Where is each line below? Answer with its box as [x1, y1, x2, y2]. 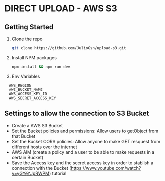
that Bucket [11, 133, 36, 139]
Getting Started [4, 23, 54, 31]
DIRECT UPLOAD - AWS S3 [4, 3, 118, 14]
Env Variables [11, 73, 40, 79]
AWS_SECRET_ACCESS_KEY [9, 95, 56, 101]
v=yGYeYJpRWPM [11, 170, 50, 176]
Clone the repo [11, 36, 43, 42]
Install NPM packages [11, 54, 57, 60]
